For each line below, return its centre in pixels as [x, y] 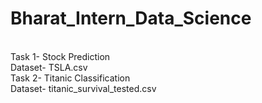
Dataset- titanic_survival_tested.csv [83, 88]
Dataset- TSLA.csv [49, 67]
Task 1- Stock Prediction [60, 56]
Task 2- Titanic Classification [70, 78]
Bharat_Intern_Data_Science [131, 18]
